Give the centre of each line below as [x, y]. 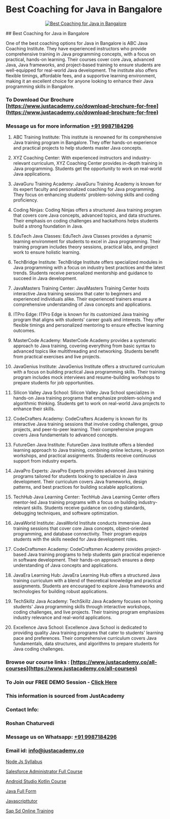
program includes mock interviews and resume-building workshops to [87, 377]
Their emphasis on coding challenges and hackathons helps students [86, 221]
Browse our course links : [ [39, 662]
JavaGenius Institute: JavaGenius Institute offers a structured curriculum [89, 366]
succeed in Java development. [45, 278]
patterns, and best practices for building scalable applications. [78, 487]
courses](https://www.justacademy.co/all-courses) [72, 669]
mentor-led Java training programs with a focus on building [75, 502]
